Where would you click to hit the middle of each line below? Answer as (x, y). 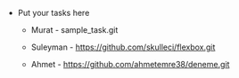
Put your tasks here (54, 13)
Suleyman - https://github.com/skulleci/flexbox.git (123, 47)
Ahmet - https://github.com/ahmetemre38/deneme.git (130, 64)
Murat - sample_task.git (74, 30)
